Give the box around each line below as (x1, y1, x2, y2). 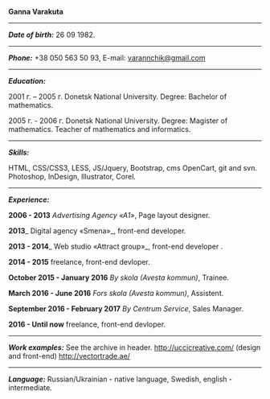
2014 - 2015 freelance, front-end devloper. (8, 257, 151, 266)
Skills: (8, 148, 30, 157)
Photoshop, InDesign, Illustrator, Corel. (8, 172, 137, 181)
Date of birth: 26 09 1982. (8, 30, 96, 39)
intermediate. (8, 383, 52, 393)
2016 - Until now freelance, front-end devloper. (8, 319, 166, 329)
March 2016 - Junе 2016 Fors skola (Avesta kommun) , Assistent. (8, 289, 224, 298)
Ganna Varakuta (8, 7, 64, 16)
